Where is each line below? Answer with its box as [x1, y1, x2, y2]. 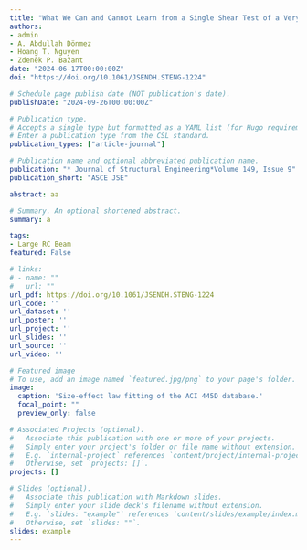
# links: [9, 265, 43, 274]
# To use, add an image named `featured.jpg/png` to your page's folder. [9, 375, 297, 384]
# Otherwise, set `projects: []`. [9, 459, 149, 469]
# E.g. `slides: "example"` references [9, 509, 170, 519]
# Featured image [9, 366, 76, 375]
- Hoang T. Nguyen [9, 48, 79, 57]
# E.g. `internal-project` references [9, 450, 166, 460]
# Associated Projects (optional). [9, 425, 145, 434]
